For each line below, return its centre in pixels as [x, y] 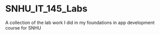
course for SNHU [23, 27]
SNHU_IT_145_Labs [46, 9]
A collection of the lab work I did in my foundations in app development [80, 22]
